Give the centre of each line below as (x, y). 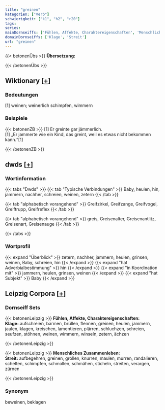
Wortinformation (25, 179)
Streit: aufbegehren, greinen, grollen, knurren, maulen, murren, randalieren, (82, 358)
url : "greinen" (21, 42)
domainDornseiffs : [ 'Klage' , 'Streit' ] (46, 37)
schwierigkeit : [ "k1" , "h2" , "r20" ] (42, 19)
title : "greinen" (23, 10)
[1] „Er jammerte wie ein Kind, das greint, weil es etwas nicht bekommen (78, 134)
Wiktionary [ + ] (28, 81)
